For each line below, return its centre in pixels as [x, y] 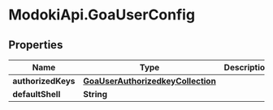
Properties [36, 45]
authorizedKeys [44, 81]
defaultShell [37, 94]
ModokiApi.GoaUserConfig [102, 15]
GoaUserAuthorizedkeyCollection [150, 81]
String [95, 94]
